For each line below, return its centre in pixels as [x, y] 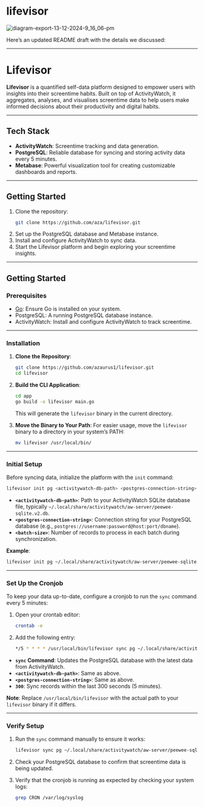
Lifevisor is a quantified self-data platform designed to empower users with [101, 87]
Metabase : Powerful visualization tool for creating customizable [95, 165]
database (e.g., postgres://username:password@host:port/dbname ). [97, 526]
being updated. [34, 768]
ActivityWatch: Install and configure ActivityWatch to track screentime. [104, 322]
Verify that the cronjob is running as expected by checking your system [104, 780]
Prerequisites [26, 295]
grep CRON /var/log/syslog [49, 798]
